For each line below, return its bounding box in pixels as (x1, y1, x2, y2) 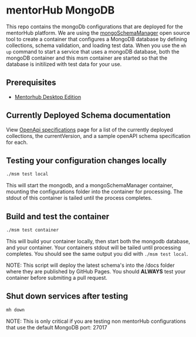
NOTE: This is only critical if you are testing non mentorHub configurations (6, 318, 186, 325)
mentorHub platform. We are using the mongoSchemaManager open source (6, 29, 190, 36)
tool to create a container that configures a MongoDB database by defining (6, 35, 188, 42)
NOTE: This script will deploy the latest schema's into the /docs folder (6, 262, 175, 269)
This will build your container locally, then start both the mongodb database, (6, 237, 191, 245)
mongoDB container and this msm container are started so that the (6, 54, 168, 61)
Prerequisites (6, 78, 56, 88)
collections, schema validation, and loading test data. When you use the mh (6, 42, 187, 49)
